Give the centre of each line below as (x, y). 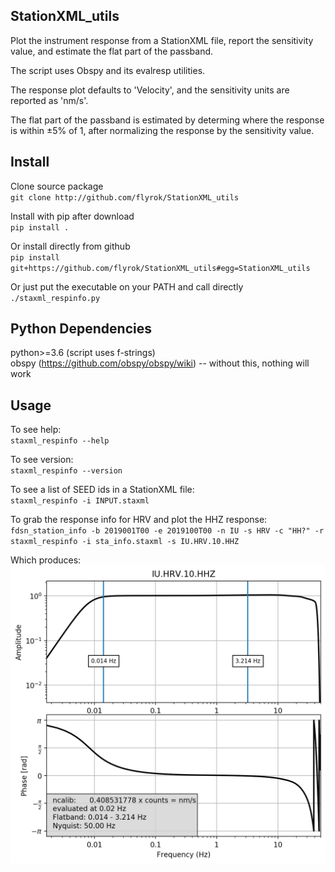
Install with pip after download (72, 216)
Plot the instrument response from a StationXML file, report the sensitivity (162, 40)
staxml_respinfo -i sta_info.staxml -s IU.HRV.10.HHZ (125, 542)
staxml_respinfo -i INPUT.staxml (80, 501)
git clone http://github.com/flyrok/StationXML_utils (125, 197)
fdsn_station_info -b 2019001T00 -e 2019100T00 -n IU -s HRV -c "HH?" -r (167, 531)
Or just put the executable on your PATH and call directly (127, 286)
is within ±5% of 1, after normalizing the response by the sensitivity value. (162, 130)
